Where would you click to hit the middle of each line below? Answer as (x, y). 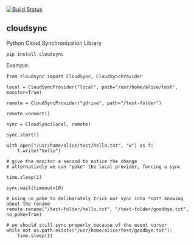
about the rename (28, 204)
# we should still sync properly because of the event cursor (87, 225)
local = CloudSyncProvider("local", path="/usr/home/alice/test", (92, 87)
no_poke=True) (24, 214)
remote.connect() (28, 113)
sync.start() (23, 135)
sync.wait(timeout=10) (35, 188)
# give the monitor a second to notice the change (72, 161)
